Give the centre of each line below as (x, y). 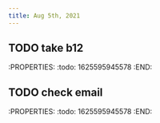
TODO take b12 (46, 48)
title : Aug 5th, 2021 (44, 16)
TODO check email (56, 92)
